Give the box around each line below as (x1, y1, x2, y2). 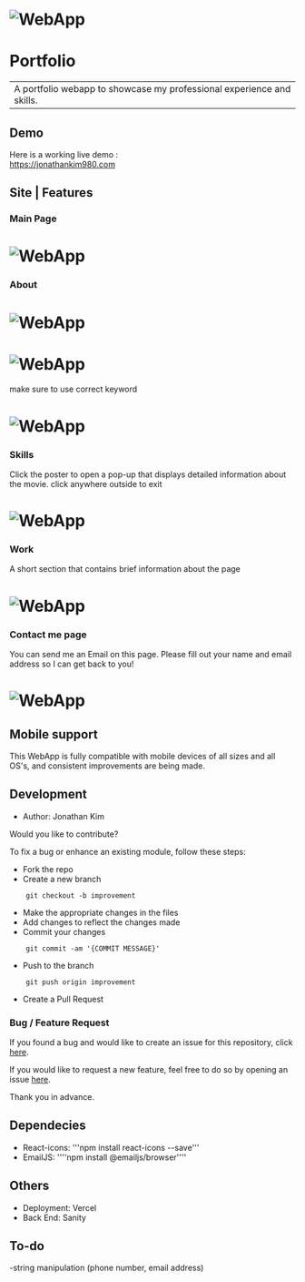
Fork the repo (22, 863, 74, 874)
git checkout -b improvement (25, 890, 136, 900)
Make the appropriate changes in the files (22, 907, 179, 918)
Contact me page (9, 628, 87, 641)
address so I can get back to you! (9, 658, 134, 669)
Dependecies (9, 1118, 86, 1134)
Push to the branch (22, 960, 94, 971)
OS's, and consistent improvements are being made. (9, 760, 206, 771)
